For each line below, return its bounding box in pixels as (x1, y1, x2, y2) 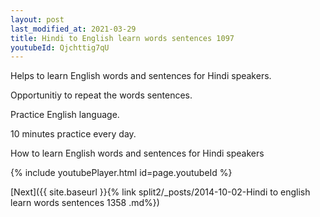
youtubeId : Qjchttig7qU (10, 42, 110, 53)
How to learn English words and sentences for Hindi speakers (10, 147, 265, 160)
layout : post (10, 14, 65, 25)
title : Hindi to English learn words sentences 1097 (10, 33, 235, 43)
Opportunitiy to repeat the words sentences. (10, 89, 193, 101)
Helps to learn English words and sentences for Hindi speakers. (10, 70, 272, 82)
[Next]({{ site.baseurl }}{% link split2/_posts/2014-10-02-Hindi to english (10, 186, 311, 198)
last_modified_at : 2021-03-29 (10, 24, 137, 34)
